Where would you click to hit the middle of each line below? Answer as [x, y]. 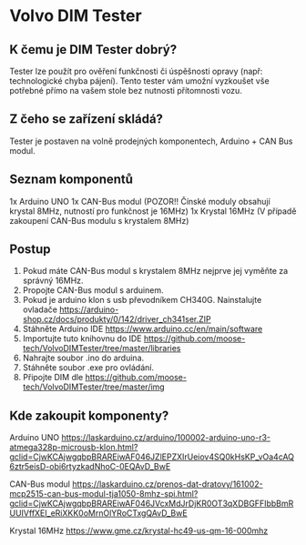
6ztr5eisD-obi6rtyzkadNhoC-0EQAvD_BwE [90, 467]
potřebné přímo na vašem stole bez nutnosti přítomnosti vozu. [126, 91]
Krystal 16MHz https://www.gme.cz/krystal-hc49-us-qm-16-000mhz [139, 531]
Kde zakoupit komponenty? [89, 415]
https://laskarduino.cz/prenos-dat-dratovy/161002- [168, 484]
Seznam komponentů [71, 180]
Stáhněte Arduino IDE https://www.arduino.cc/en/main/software [143, 329]
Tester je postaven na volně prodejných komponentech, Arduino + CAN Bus [151, 141]
